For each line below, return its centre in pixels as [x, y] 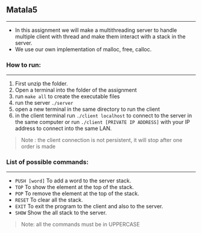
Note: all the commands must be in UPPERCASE [80, 225]
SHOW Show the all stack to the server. [61, 213]
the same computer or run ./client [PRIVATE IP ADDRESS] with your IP [103, 122]
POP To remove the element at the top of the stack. [77, 194]
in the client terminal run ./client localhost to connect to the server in [103, 116]
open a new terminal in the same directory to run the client [87, 109]
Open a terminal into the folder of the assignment [76, 90]
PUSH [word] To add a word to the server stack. [73, 181]
